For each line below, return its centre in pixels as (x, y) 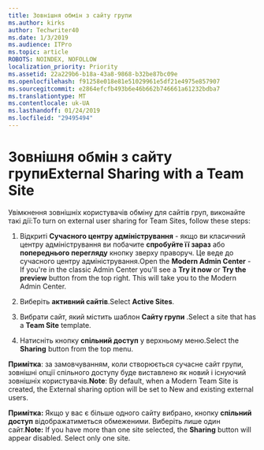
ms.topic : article (38, 52)
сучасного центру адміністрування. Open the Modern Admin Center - (135, 261)
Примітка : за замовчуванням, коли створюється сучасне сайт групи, (126, 364)
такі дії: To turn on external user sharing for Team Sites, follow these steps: (129, 221)
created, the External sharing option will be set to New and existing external (131, 389)
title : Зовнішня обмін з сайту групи (70, 15)
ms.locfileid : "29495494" (50, 118)
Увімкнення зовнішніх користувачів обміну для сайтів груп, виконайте (127, 212)
